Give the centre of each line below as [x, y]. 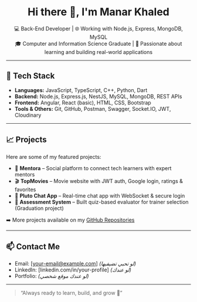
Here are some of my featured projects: [54, 157]
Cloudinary [28, 115]
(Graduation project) [39, 208]
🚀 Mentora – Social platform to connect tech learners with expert [93, 168]
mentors [25, 174]
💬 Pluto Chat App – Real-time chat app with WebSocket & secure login [100, 195]
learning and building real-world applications [98, 52]
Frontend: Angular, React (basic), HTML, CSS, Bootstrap [83, 103]
